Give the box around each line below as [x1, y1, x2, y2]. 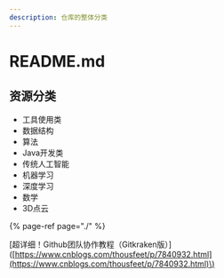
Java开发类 [21, 147, 64, 158]
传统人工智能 [21, 158, 69, 169]
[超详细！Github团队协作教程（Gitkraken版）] [9, 239, 172, 250]
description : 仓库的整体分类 [9, 12, 108, 22]
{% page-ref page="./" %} [9, 220, 106, 231]
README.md [9, 51, 106, 71]
